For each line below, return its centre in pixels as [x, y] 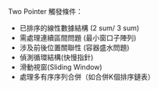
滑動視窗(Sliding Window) [61, 67]
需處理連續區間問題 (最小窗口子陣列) [78, 38]
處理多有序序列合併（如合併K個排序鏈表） [87, 77]
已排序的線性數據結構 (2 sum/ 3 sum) [79, 28]
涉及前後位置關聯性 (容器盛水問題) [74, 48]
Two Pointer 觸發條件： [46, 11]
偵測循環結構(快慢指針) [56, 57]
